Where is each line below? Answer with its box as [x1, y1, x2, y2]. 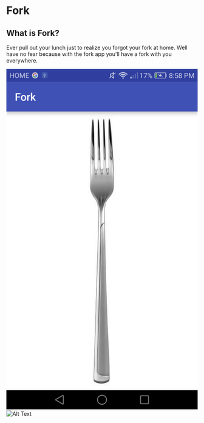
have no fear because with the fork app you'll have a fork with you [6, 50, 172, 58]
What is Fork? [6, 28, 59, 38]
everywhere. [6, 57, 38, 64]
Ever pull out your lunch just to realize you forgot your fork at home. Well [6, 44, 188, 51]
